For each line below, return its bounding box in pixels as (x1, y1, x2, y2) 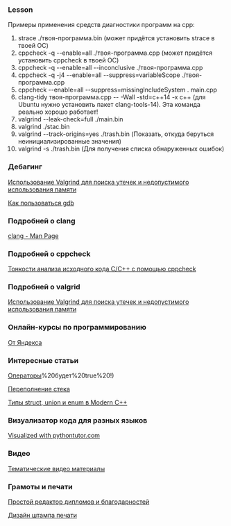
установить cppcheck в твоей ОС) (17, 56, 119, 65)
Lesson (8, 5, 33, 15)
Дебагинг (8, 162, 42, 171)
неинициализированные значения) (17, 137, 122, 146)
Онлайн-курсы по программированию (8, 323, 147, 332)
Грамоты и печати (8, 482, 73, 491)
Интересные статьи (8, 355, 79, 365)
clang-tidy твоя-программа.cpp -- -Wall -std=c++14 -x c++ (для (17, 93, 206, 101)
